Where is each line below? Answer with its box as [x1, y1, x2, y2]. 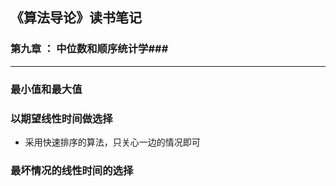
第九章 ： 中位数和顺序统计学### [10, 42, 169, 56]
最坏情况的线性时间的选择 [10, 163, 134, 177]
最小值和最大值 [10, 82, 83, 96]
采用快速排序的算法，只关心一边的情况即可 [24, 136, 201, 148]
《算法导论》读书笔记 [10, 9, 142, 27]
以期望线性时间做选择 [10, 111, 113, 125]
